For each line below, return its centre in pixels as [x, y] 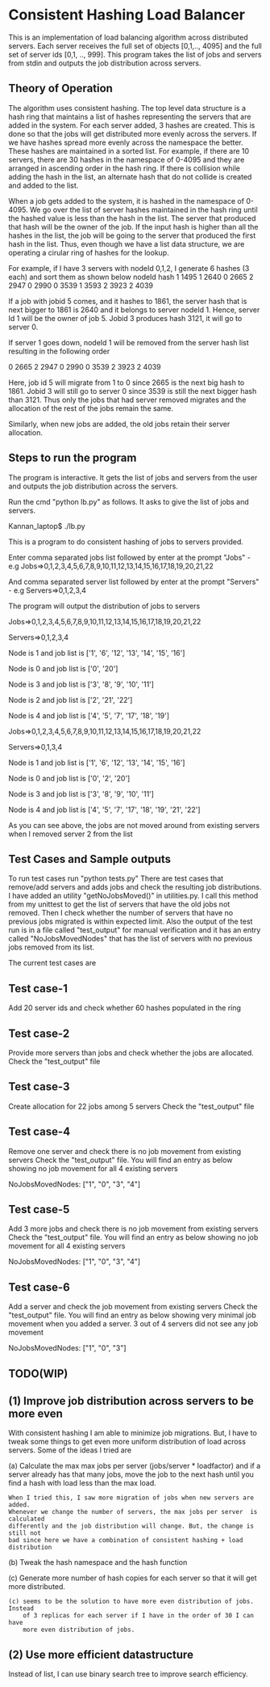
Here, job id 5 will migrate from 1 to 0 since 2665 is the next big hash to [127, 383]
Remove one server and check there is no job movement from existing [125, 1151]
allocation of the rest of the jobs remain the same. [91, 408]
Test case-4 [39, 1132]
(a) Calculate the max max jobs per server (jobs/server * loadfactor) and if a [135, 1466]
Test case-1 [38, 988]
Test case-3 [39, 1087]
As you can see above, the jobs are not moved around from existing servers [134, 825]
